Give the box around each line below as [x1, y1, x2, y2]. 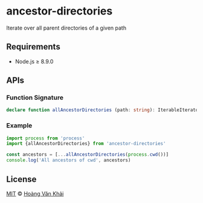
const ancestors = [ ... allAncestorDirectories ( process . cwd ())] [6, 152, 169, 158]
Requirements [6, 42, 60, 52]
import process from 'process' [6, 135, 85, 141]
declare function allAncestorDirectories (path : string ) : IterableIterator [6, 107, 201, 113]
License [6, 174, 37, 184]
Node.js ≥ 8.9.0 [14, 57, 54, 65]
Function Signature [6, 94, 63, 102]
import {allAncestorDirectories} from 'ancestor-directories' [6, 141, 166, 147]
